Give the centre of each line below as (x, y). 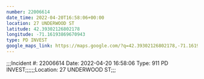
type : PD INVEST (27, 40)
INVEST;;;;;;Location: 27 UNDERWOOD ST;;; (61, 69)
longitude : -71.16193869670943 (46, 35)
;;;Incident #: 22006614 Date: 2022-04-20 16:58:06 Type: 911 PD (87, 63)
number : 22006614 (28, 12)
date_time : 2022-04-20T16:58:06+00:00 (55, 18)
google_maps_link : (29, 46)
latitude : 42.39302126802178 (43, 29)
